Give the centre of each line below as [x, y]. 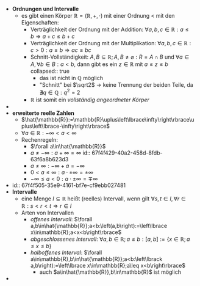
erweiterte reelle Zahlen [43, 113]
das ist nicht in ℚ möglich [71, 78]
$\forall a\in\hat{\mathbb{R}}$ [68, 146]
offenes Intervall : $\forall [61, 219]
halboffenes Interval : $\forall [66, 252]
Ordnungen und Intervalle [45, 9]
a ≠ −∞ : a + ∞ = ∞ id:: [60, 153]
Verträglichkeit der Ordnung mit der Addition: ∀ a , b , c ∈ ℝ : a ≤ [109, 29]
